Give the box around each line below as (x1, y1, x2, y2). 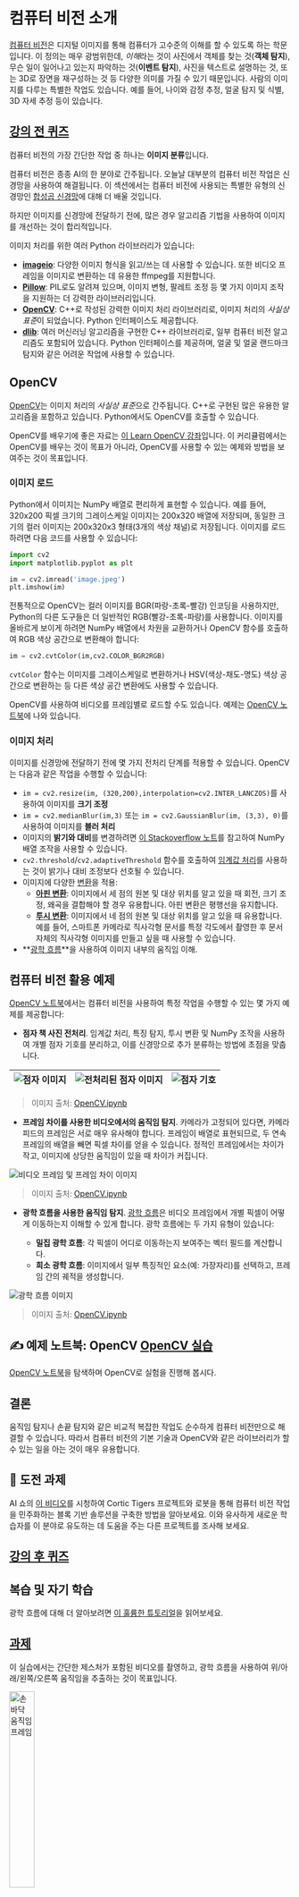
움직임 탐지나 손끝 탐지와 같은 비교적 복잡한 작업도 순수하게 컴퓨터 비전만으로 (9, 1421, 277, 1432)
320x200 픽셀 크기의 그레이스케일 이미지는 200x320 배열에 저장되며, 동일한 (9, 510, 277, 521)
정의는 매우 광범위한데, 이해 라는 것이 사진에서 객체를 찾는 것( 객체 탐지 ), (44, 50, 290, 61)
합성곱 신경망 (32, 191, 79, 201)
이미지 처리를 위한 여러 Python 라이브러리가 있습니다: (9, 240, 195, 250)
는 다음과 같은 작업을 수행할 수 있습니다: (9, 768, 147, 779)
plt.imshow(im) (9, 583, 66, 592)
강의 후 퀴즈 (9, 1549, 70, 1564)
